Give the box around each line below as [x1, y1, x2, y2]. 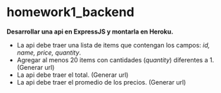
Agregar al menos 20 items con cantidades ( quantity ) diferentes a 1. [16, 55, 215, 64]
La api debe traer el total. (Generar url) [16, 71, 129, 79]
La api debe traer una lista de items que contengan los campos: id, [16, 41, 210, 49]
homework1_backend [6, 4, 135, 20]
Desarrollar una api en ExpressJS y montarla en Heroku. [6, 27, 174, 36]
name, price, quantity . [16, 48, 82, 57]
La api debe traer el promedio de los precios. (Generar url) [16, 78, 187, 86]
